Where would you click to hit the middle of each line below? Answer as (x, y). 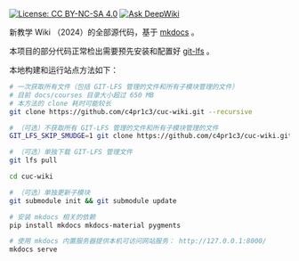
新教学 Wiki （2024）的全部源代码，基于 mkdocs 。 (104, 32)
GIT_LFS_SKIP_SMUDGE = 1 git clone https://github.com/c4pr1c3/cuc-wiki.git (151, 136)
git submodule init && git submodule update (93, 200)
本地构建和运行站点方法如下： (64, 70)
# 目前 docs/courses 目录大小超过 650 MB (81, 95)
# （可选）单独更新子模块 (50, 192)
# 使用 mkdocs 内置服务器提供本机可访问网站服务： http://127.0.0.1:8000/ (138, 241)
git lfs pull (33, 160)
